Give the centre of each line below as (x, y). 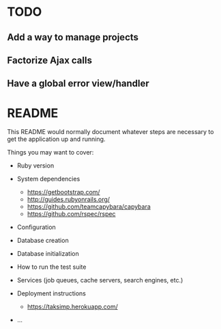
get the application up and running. (56, 139)
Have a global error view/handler (78, 84)
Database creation (43, 241)
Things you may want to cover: (50, 153)
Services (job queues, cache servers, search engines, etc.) (100, 280)
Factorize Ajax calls (49, 60)
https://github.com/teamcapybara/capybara (89, 207)
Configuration (36, 227)
